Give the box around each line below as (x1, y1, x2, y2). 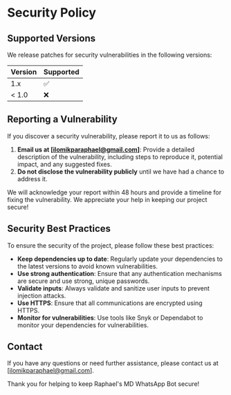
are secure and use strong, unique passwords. (17, 277, 150, 285)
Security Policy (7, 5, 97, 21)
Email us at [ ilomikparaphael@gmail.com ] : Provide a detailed (17, 145, 195, 154)
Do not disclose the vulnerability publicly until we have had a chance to (17, 167, 225, 176)
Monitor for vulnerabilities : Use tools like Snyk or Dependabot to (17, 313, 203, 322)
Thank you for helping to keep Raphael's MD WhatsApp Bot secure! (7, 380, 200, 388)
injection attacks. (17, 291, 66, 300)
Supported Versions (7, 33, 95, 44)
